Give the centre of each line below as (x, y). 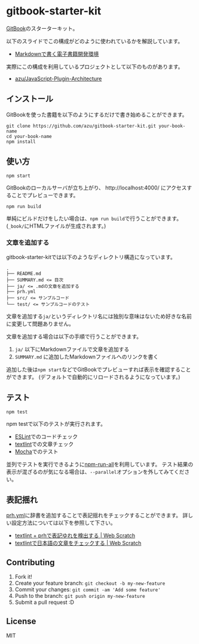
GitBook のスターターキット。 (42, 28)
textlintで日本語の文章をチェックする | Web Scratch (78, 543)
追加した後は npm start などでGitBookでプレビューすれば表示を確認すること (99, 369)
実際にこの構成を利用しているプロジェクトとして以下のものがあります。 (95, 67)
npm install (21, 142)
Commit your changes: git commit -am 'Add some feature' (88, 589)
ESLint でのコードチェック (46, 437)
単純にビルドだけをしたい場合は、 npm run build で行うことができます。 (94, 218)
